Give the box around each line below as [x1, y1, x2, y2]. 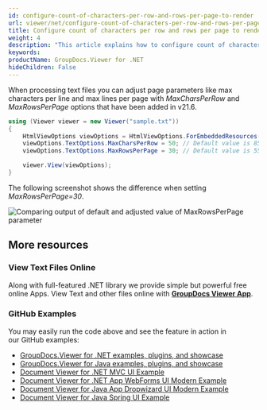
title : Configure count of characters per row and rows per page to [8, 26, 240, 34]
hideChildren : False [8, 64, 77, 72]
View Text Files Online [8, 262, 96, 273]
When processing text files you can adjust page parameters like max [8, 85, 233, 95]
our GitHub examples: [8, 335, 79, 344]
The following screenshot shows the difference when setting [8, 183, 207, 192]
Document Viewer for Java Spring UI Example [19, 393, 170, 402]
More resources [8, 238, 89, 252]
